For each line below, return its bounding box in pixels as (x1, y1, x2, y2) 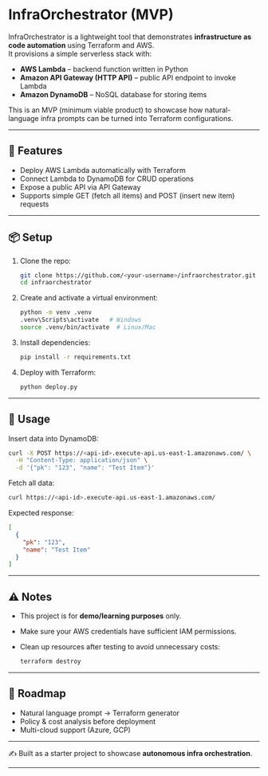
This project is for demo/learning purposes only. (19, 611, 182, 621)
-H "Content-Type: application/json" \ (15, 457, 148, 464)
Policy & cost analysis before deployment (19, 716, 156, 726)
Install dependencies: (19, 337, 91, 347)
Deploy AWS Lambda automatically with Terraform (19, 165, 186, 174)
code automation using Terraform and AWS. (8, 40, 155, 49)
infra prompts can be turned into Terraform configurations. (40, 113, 234, 123)
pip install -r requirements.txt (19, 353, 132, 361)
